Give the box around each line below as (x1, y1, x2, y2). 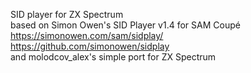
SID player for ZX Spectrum (10, 9, 124, 20)
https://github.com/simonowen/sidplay (10, 40, 170, 52)
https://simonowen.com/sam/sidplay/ (10, 30, 164, 41)
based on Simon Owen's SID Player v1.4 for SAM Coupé (10, 19, 241, 31)
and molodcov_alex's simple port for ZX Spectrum (10, 51, 217, 63)
